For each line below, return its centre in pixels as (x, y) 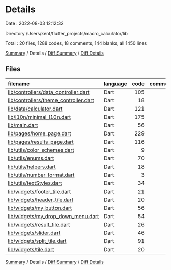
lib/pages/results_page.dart (41, 142)
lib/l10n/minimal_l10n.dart (39, 117)
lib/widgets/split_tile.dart (37, 241)
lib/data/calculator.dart (35, 109)
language (115, 84)
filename (19, 84)
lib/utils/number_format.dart (41, 175)
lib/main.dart (23, 125)
